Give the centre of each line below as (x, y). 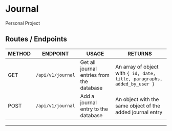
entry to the (94, 109)
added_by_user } (135, 84)
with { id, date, (135, 73)
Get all (88, 62)
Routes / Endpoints (36, 39)
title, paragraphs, (139, 79)
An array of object (137, 67)
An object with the (137, 99)
